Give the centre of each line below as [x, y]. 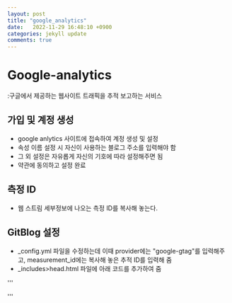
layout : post [27, 14]
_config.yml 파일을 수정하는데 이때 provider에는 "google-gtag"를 [109, 251]
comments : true [30, 40]
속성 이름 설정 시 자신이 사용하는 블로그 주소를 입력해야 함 [97, 147]
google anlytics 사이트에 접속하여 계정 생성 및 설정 [88, 138]
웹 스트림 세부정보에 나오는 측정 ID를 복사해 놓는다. [87, 208]
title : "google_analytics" [47, 21]
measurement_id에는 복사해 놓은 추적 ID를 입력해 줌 [99, 260]
